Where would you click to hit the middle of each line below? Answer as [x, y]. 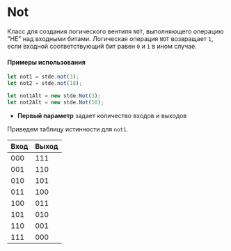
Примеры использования [46, 62]
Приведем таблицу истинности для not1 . [68, 129]
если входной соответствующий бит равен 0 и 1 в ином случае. [102, 46]
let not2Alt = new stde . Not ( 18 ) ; [56, 102]
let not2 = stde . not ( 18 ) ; [45, 83]
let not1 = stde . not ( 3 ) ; [43, 77]
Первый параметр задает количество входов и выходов [102, 115]
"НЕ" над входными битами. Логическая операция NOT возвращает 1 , [110, 38]
